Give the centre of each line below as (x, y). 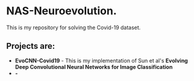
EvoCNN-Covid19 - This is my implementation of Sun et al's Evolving (101, 60)
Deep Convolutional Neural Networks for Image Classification (94, 67)
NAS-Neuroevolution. (62, 11)
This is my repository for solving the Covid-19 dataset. (74, 27)
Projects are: (31, 46)
